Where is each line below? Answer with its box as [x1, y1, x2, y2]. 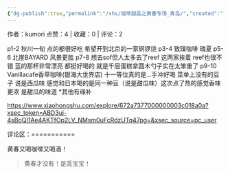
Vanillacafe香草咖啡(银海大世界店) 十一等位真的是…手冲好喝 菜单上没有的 [7, 70, 214, 78]
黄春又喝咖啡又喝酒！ [7, 144, 67, 153]
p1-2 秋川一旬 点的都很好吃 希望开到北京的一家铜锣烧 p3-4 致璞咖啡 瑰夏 [7, 44, 212, 52]
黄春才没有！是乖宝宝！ [23, 159, 91, 167]
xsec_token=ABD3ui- [7, 108, 67, 117]
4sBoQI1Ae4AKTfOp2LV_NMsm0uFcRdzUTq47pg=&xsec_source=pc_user [7, 116, 218, 124]
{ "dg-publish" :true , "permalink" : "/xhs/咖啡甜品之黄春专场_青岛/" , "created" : [7, 10, 220, 17]
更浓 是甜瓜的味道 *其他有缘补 [7, 87, 92, 96]
